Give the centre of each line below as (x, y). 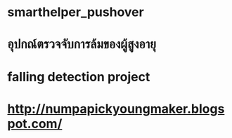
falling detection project (79, 77)
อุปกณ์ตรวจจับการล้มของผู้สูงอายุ (82, 44)
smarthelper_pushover (76, 12)
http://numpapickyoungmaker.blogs (116, 109)
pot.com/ (35, 124)
